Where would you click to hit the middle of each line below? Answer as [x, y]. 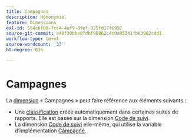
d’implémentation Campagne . [50, 131]
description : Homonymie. [37, 17]
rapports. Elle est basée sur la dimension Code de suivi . [82, 118]
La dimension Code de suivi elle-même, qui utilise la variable [88, 124]
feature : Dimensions [32, 22]
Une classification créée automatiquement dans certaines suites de [96, 112]
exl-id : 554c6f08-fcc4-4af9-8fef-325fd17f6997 [64, 28]
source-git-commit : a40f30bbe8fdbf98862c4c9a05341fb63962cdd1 [84, 34]
